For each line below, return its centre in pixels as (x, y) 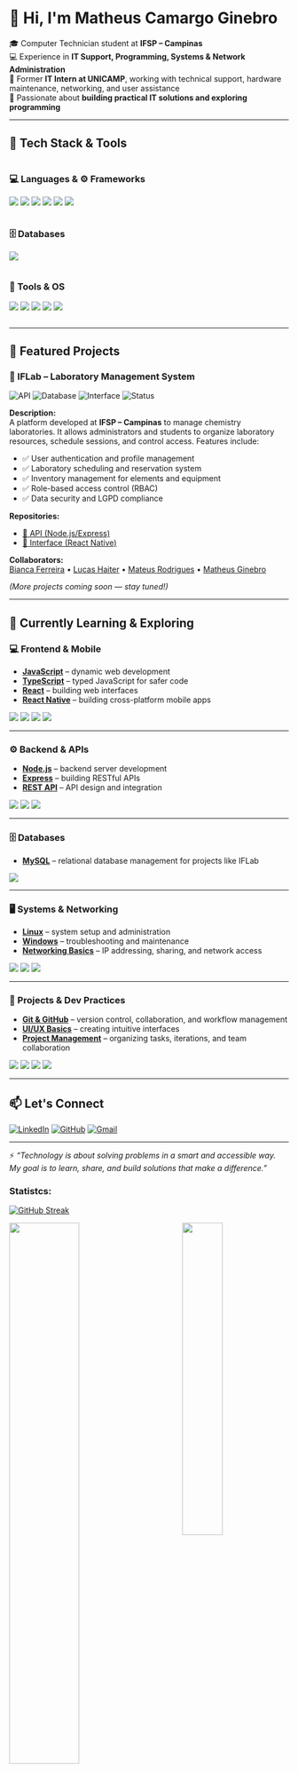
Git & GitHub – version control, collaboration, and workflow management (155, 1019)
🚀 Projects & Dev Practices (67, 1000)
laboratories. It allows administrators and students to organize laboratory (142, 432)
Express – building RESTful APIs (81, 778)
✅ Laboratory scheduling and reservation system (112, 469)
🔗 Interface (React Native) (69, 543)
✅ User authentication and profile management (108, 459)
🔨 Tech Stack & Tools (68, 143)
